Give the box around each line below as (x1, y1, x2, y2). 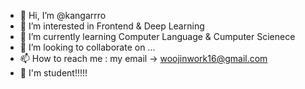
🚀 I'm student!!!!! (19, 67, 88, 79)
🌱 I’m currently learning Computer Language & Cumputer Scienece (19, 31, 296, 42)
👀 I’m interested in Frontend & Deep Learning (19, 20, 205, 32)
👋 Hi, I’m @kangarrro (19, 10, 107, 21)
